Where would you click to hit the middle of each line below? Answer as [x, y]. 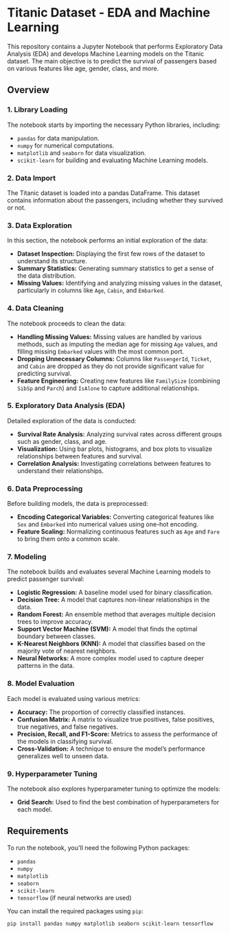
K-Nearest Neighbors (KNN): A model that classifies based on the [111, 644]
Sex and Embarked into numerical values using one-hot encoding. [108, 525]
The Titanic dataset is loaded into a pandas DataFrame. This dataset [104, 193]
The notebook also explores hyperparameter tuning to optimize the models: [114, 789]
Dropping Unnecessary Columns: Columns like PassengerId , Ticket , [114, 358]
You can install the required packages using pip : [76, 911]
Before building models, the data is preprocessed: [78, 504]
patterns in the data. [46, 666]
